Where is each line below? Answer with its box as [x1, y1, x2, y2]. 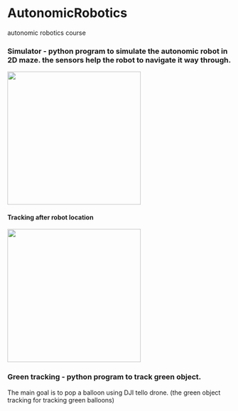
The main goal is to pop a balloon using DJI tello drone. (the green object [7, 388, 221, 397]
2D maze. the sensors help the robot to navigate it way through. [7, 55, 232, 65]
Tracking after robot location [7, 213, 94, 221]
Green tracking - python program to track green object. [7, 372, 202, 382]
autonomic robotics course [7, 28, 87, 37]
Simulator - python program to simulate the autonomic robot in [7, 46, 228, 56]
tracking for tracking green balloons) [7, 395, 115, 404]
